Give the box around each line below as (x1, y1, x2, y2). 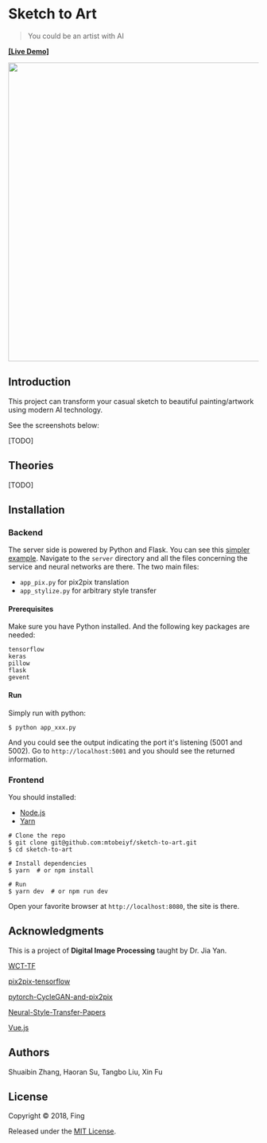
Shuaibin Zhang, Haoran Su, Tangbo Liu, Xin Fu (8, 1067, 163, 1076)
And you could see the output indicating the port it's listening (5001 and (8, 738, 242, 747)
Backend (8, 526, 44, 538)
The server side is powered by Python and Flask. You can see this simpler (8, 545, 250, 554)
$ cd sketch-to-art (8, 845, 73, 853)
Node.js (19, 808, 46, 817)
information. (8, 754, 48, 764)
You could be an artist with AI (27, 31, 125, 41)
